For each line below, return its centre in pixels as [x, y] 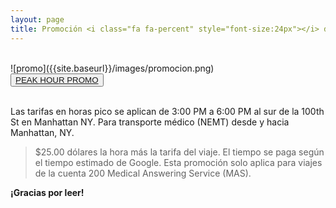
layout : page [37, 19]
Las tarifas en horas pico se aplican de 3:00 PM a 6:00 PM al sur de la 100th [167, 111]
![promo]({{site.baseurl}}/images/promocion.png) [112, 68]
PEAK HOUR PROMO [57, 79]
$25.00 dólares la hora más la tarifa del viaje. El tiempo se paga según [179, 152]
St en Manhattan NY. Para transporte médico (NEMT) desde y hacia [150, 122]
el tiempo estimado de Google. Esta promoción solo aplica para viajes [178, 162]
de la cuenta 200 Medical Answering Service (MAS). [143, 173]
